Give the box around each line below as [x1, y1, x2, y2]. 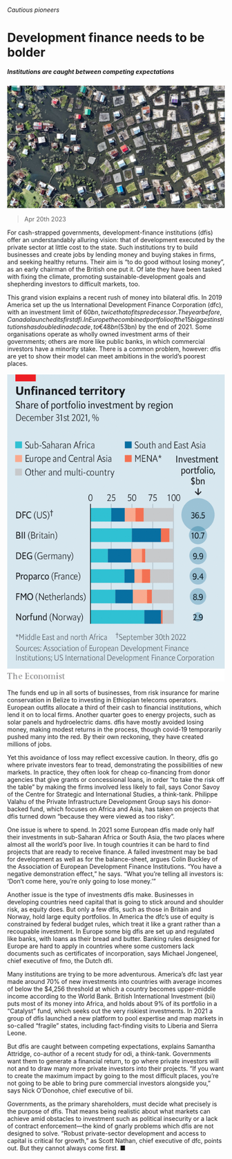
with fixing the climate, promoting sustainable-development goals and [7, 273, 206, 281]
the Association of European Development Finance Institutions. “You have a [7, 862, 222, 871]
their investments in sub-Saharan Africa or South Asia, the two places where [7, 833, 225, 841]
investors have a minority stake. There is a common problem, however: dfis [7, 345, 221, 353]
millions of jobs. [7, 740, 52, 749]
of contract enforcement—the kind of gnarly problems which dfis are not [7, 1122, 214, 1131]
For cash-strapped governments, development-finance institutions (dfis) [7, 228, 213, 237]
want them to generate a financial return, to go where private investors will [7, 1057, 220, 1066]
